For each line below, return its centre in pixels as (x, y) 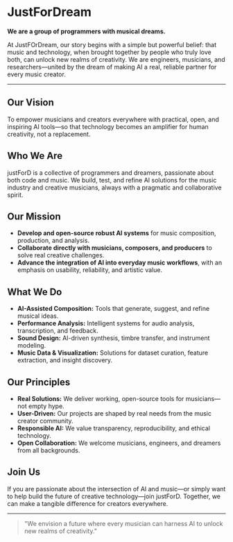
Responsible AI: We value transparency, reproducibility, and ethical (113, 428)
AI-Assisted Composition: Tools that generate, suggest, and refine (113, 309)
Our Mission (34, 216)
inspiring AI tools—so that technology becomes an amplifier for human (108, 126)
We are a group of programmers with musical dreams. (86, 31)
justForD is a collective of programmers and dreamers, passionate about (111, 172)
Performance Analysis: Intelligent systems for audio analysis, (106, 323)
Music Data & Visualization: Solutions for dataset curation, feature (113, 353)
